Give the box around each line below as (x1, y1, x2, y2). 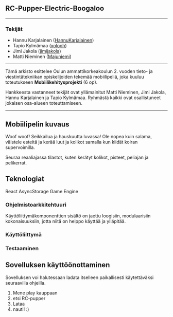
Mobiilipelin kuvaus (5, 120, 70, 128)
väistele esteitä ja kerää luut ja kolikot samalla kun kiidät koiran (5, 139, 138, 145)
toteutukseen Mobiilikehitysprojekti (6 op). (5, 79, 98, 85)
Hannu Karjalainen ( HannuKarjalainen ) (12, 37, 94, 43)
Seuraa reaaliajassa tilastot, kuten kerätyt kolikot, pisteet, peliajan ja (5, 154, 149, 160)
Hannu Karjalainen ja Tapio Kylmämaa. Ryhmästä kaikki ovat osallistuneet (5, 95, 161, 101)
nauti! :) (12, 306, 29, 312)
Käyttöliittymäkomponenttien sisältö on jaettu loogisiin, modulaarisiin (5, 213, 151, 219)
